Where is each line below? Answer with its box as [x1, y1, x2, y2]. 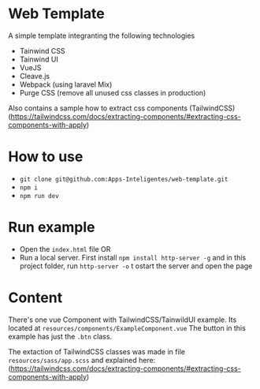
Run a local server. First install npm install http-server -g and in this [19, 252, 247, 262]
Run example [8, 219, 95, 237]
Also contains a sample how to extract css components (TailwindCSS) [8, 103, 236, 113]
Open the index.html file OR [19, 244, 111, 253]
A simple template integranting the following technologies [8, 31, 195, 40]
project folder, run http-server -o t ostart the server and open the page [19, 261, 253, 271]
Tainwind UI [19, 54, 59, 64]
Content [8, 289, 63, 306]
